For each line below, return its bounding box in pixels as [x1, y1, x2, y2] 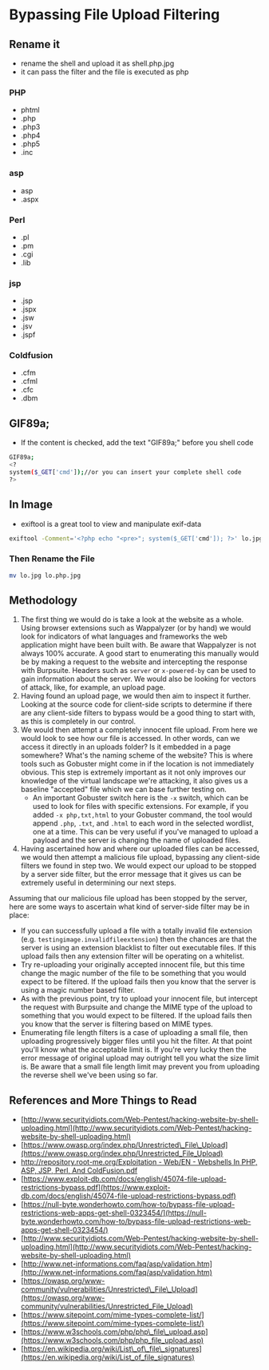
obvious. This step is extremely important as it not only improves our [20, 767, 247, 777]
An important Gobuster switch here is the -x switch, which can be [32, 793, 249, 802]
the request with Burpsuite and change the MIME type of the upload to [20, 1002, 253, 1012]
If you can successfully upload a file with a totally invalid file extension [20, 926, 252, 936]
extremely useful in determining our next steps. [20, 878, 176, 888]
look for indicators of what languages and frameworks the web [20, 631, 228, 641]
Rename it [9, 38, 61, 51]
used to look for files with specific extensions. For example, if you [32, 802, 249, 811]
